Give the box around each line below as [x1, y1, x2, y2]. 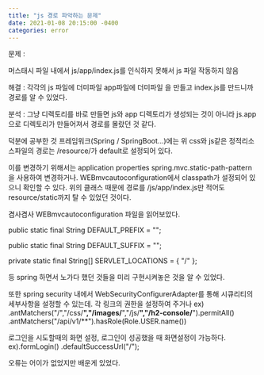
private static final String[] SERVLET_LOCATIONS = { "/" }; [8, 256, 197, 266]
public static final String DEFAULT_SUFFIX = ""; [8, 241, 163, 251]
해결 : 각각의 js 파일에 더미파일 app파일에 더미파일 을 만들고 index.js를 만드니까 [8, 82, 254, 92]
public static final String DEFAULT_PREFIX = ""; [8, 225, 162, 235]
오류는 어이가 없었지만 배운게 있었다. [8, 358, 121, 368]
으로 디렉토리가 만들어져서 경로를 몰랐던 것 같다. [8, 120, 157, 129]
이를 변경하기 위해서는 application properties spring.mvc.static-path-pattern [8, 163, 252, 173]
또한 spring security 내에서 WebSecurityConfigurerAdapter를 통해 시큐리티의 [8, 289, 254, 299]
